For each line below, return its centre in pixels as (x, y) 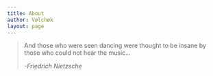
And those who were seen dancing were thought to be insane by (115, 46)
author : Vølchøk (30, 20)
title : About (26, 13)
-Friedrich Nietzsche (53, 66)
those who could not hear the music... (77, 53)
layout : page (26, 26)
